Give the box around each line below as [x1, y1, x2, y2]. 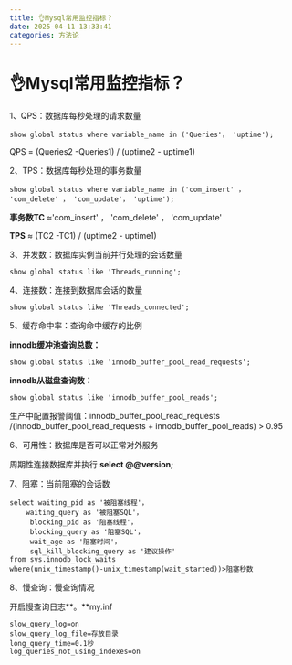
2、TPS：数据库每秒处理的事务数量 [9, 166, 142, 177]
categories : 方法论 [9, 30, 79, 39]
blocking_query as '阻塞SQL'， [29, 528, 145, 537]
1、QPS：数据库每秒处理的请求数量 [9, 111, 141, 122]
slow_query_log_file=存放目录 [9, 629, 119, 638]
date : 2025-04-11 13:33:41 [9, 22, 112, 31]
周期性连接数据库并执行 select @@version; [9, 459, 174, 470]
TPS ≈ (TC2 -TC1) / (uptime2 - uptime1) [9, 231, 157, 241]
